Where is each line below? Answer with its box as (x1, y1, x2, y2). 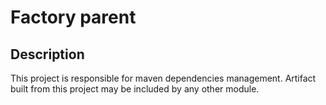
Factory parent (10, 6, 137, 29)
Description (10, 46, 85, 63)
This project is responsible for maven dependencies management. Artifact (10, 72, 317, 84)
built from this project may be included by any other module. (10, 83, 260, 95)
